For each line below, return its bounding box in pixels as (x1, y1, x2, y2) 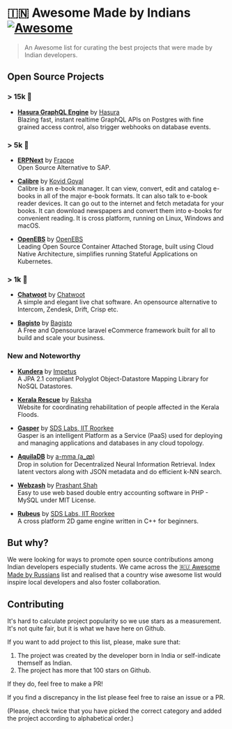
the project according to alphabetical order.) (7, 714, 134, 723)
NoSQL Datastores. (17, 382, 73, 390)
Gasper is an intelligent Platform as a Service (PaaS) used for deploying (17, 431, 223, 439)
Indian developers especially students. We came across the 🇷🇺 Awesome (7, 563, 221, 571)
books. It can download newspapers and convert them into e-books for (17, 206, 222, 214)
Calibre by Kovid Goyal (17, 177, 84, 185)
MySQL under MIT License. (17, 496, 96, 504)
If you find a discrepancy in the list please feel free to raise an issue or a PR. (7, 693, 225, 702)
